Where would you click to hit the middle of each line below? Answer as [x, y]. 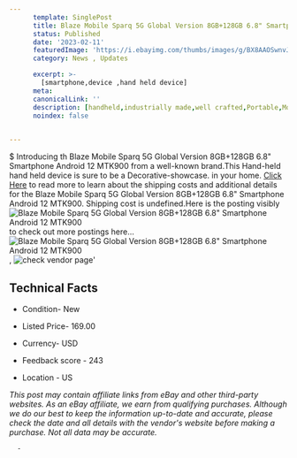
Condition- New [51, 309]
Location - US [47, 378]
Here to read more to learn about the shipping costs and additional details [143, 185]
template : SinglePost [72, 17]
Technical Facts [54, 288]
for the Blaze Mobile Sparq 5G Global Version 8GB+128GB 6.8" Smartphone [147, 195]
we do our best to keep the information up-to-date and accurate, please [141, 413]
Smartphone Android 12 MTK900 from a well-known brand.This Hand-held [145, 166]
